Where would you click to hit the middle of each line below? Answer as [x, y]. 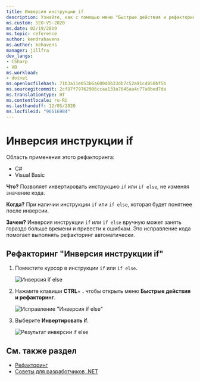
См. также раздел [42, 351]
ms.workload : [22, 73]
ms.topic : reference [32, 34]
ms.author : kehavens [32, 45]
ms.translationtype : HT [36, 95]
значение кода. [26, 193]
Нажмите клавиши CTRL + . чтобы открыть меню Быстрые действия [103, 291]
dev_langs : [20, 56]
